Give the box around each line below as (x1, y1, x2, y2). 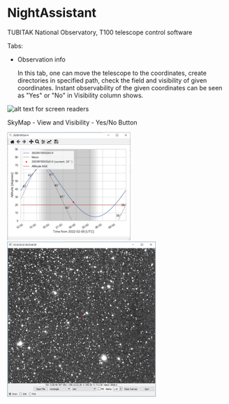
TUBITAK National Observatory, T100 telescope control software (7, 28, 193, 36)
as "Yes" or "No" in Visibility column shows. (17, 91, 144, 99)
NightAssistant (7, 5, 96, 21)
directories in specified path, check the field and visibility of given (17, 76, 207, 85)
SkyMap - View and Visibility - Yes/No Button (7, 118, 138, 127)
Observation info (17, 55, 66, 64)
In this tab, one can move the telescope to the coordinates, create (17, 69, 207, 77)
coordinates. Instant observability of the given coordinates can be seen (17, 83, 223, 92)
